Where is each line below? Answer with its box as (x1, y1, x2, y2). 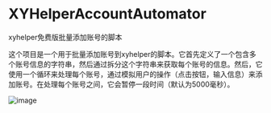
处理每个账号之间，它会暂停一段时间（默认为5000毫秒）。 (43, 79, 235, 89)
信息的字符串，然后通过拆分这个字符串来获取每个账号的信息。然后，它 (29, 59, 263, 69)
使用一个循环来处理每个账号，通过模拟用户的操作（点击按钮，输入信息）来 (8, 69, 256, 79)
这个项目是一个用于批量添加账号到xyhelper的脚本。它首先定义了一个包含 (8, 49, 250, 59)
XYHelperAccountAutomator (8, 5, 207, 23)
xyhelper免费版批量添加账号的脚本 (8, 32, 123, 42)
